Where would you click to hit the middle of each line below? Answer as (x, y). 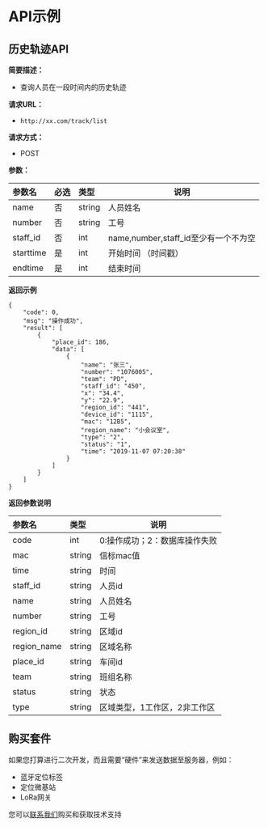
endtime (28, 268)
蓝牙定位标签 (41, 777)
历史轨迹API (39, 49)
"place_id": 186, (81, 342)
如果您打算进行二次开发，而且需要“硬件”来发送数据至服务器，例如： (121, 759)
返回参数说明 (29, 503)
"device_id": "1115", (117, 414)
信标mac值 (120, 556)
